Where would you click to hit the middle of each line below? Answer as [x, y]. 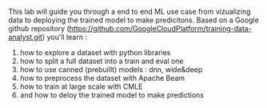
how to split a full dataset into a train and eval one [102, 61]
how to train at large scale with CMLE [81, 86]
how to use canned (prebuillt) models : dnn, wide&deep [111, 70]
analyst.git [25, 37]
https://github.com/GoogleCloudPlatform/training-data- [160, 28]
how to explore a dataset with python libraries [95, 52]
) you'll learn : [65, 37]
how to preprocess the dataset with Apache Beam [102, 78]
